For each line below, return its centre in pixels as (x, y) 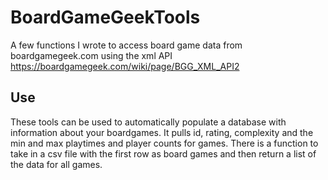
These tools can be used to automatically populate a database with (148, 122)
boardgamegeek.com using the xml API (91, 55)
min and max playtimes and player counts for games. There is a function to (164, 143)
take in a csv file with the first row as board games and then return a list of (163, 153)
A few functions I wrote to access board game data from (126, 45)
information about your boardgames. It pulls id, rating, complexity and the (162, 132)
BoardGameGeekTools (105, 17)
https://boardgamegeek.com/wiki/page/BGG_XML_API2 (125, 66)
